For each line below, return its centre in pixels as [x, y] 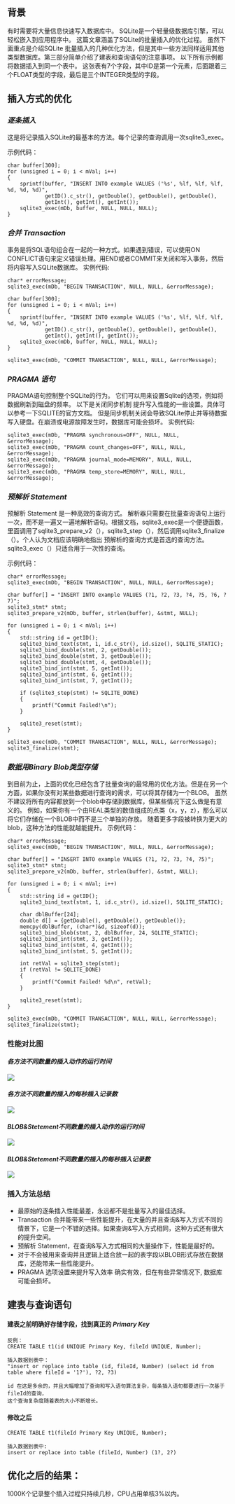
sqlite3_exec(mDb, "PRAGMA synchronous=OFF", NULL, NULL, [93, 435]
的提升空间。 [36, 1237]
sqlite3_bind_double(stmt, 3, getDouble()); [86, 656]
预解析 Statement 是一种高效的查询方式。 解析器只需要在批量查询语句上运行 [116, 513]
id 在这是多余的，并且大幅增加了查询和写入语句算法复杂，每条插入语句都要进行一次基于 [116, 1386]
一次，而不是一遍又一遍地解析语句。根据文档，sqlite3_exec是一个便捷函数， [117, 522]
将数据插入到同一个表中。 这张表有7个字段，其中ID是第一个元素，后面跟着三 [117, 66]
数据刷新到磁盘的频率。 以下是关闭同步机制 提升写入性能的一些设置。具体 [113, 404]
